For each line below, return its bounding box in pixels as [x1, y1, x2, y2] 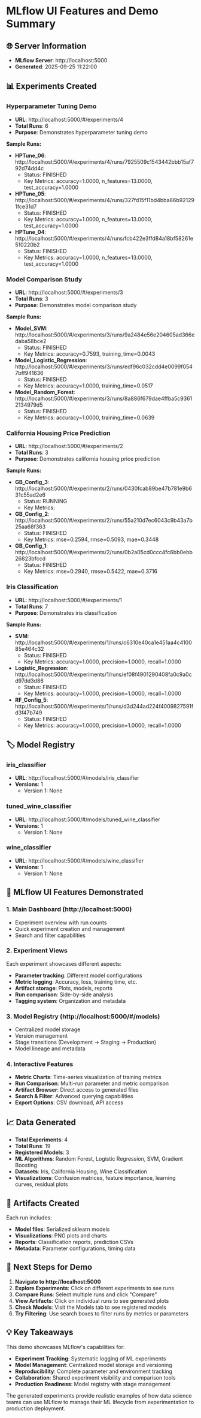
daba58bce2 [14, 337, 47, 344]
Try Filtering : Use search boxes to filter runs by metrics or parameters [14, 1309, 188, 1317]
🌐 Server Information [6, 41, 87, 51]
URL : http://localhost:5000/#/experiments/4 [14, 116, 124, 123]
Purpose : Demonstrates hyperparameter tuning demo [14, 128, 148, 136]
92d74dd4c [14, 164, 44, 172]
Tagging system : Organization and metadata [14, 997, 126, 1004]
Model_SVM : [14, 325, 48, 332]
